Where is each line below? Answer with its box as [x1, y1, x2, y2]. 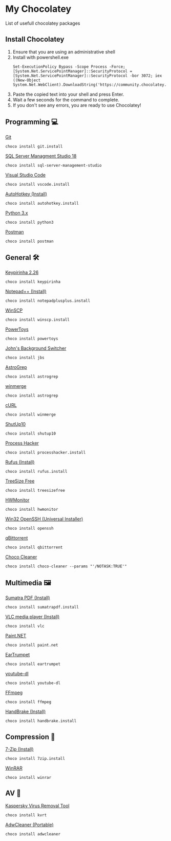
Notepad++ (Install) [5, 289, 47, 295]
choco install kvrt [5, 812, 47, 818]
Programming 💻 [5, 118, 59, 127]
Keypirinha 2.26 [5, 270, 39, 276]
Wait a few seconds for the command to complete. [12, 96, 119, 103]
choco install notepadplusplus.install [5, 298, 91, 303]
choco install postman [5, 239, 54, 244]
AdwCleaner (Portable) [5, 821, 54, 828]
